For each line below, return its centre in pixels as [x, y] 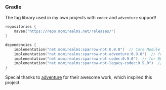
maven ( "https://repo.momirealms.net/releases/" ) [65, 31]
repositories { [21, 27]
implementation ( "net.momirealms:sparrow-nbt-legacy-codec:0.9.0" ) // [88, 63]
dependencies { [21, 45]
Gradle [13, 7]
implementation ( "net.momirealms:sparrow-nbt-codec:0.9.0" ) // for [85, 59]
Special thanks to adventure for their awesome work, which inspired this [79, 77]
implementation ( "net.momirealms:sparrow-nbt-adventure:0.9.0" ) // [85, 54]
